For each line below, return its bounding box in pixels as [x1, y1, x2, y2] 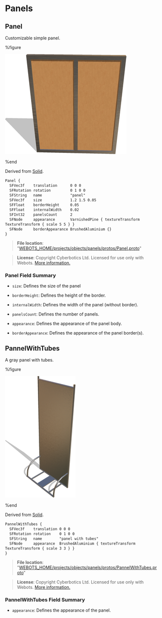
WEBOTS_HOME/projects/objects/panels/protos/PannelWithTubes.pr [19, 565, 157, 570]
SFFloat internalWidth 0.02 [9, 207, 79, 212]
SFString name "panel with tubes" [9, 536, 98, 541]
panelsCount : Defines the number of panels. [12, 311, 99, 317]
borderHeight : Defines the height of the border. [12, 292, 106, 299]
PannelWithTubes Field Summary [5, 597, 85, 603]
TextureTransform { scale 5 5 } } [5, 222, 75, 227]
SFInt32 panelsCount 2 [9, 212, 73, 217]
